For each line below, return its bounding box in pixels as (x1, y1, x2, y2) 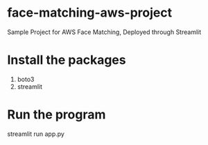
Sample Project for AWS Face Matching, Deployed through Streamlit (7, 28, 202, 36)
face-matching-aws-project (7, 5, 172, 21)
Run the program (7, 107, 106, 123)
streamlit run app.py (7, 130, 64, 138)
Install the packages (7, 52, 126, 68)
